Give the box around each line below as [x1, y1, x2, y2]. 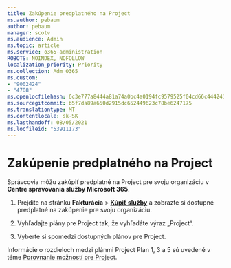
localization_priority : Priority [7, 61, 103, 68]
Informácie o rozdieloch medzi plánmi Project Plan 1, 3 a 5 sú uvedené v [7, 246, 211, 254]
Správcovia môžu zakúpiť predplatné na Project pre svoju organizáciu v [7, 178, 210, 186]
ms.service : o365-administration [7, 49, 103, 56]
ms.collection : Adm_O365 [7, 68, 78, 74]
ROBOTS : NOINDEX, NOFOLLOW [7, 55, 85, 62]
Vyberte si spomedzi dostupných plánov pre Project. [16, 232, 166, 241]
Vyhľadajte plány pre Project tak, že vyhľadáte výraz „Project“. [16, 219, 194, 227]
